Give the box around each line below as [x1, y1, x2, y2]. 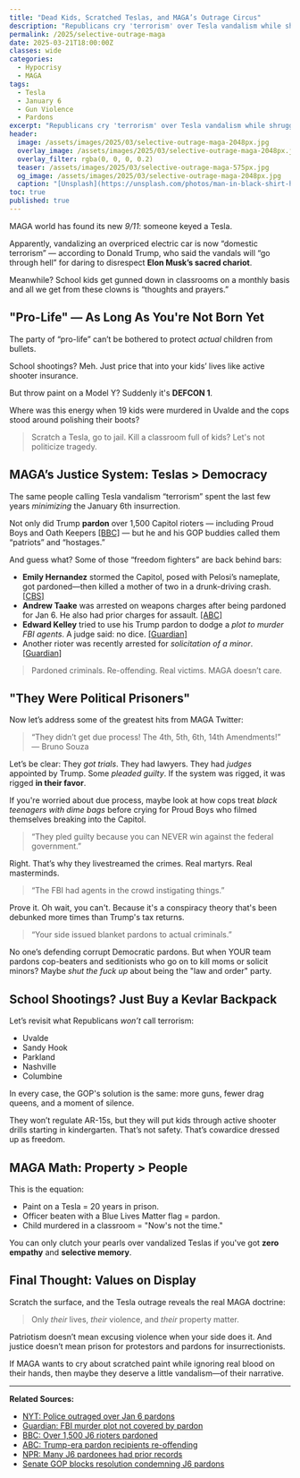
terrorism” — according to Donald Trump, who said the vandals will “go [9, 247, 271, 258]
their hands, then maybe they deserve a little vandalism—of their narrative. [9, 1367, 284, 1379]
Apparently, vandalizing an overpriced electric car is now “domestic [9, 238, 259, 249]
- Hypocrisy [17, 64, 62, 73]
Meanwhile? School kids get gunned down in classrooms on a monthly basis [9, 274, 290, 285]
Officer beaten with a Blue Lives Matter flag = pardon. [21, 1210, 221, 1221]
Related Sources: [9, 1393, 74, 1404]
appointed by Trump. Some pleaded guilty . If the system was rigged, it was [9, 768, 286, 779]
